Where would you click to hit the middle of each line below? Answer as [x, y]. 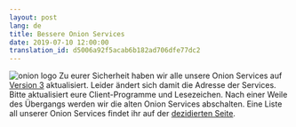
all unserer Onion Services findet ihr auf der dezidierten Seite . [122, 114]
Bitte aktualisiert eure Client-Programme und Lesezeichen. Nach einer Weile [148, 95]
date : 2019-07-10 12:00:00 [59, 42]
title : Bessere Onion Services [67, 34]
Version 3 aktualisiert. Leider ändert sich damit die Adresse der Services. [143, 85]
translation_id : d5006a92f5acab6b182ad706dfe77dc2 [105, 51]
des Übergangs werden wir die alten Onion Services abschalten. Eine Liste [146, 104]
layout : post [33, 17]
